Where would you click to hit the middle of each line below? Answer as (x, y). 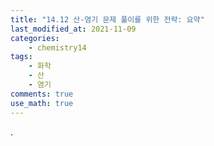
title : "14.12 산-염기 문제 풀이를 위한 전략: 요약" (107, 19)
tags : (21, 57)
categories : (35, 38)
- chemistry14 (57, 47)
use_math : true (42, 103)
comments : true (42, 94)
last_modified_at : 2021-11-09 (73, 29)
